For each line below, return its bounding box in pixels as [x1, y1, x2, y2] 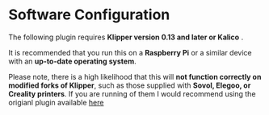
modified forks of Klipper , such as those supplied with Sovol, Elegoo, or [8, 80, 251, 90]
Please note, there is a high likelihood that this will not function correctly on [8, 72, 262, 81]
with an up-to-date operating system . [8, 56, 137, 66]
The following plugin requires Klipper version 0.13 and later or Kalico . [8, 32, 244, 42]
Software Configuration [8, 6, 170, 24]
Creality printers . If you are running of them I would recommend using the [8, 88, 256, 98]
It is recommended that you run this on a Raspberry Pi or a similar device [8, 47, 252, 57]
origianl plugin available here [8, 97, 104, 107]
